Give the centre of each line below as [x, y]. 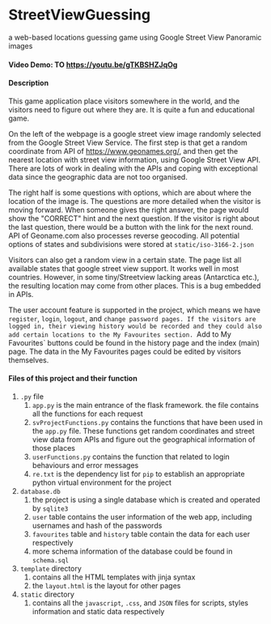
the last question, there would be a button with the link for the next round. [131, 227]
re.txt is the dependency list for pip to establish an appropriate [138, 473]
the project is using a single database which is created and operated [146, 499]
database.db [40, 491]
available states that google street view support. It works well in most [124, 268]
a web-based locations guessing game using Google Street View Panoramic [135, 37]
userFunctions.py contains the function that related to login [131, 456]
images [21, 45]
